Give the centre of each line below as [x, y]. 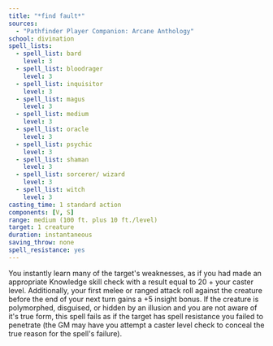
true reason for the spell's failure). [65, 333]
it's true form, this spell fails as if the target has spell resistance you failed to [136, 316]
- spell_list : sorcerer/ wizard [71, 175]
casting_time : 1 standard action [65, 205]
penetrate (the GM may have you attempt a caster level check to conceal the [136, 325]
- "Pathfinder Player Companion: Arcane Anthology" [105, 31]
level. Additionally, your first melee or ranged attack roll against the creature [135, 290]
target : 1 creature [41, 227]
